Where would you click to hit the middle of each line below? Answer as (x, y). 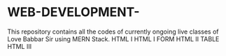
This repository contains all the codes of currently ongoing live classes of (113, 31)
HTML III (20, 46)
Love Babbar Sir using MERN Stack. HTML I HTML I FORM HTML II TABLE (113, 38)
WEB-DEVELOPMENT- (73, 12)
